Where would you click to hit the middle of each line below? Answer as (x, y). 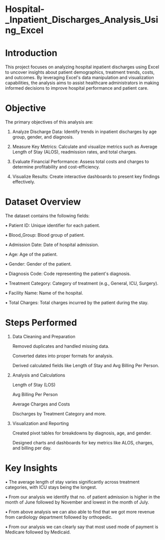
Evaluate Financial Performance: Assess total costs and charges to (81, 162)
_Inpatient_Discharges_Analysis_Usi (82, 20)
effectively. (24, 182)
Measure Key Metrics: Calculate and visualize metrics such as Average (85, 147)
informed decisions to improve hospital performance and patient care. (77, 88)
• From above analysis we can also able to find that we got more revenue (80, 512)
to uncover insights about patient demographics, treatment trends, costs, (80, 72)
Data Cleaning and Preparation (44, 336)
